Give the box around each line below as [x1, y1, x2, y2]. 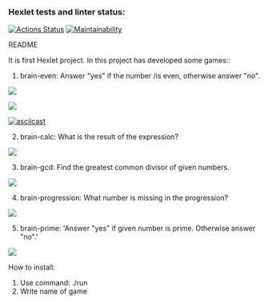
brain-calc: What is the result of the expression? [19, 132, 178, 142]
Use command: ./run [19, 278, 88, 288]
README [8, 40, 38, 50]
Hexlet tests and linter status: [8, 6, 126, 18]
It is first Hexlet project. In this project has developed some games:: [8, 55, 230, 66]
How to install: [8, 262, 56, 272]
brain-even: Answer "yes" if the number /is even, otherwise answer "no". [19, 71, 261, 81]
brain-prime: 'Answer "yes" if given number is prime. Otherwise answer [19, 223, 256, 234]
